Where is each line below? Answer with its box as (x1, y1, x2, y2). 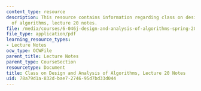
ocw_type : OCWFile (6, 48, 52, 54)
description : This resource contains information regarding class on (6, 14, 184, 20)
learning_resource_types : (6, 37, 71, 43)
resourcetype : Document (6, 64, 66, 71)
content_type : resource (6, 8, 66, 15)
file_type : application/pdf (6, 31, 77, 37)
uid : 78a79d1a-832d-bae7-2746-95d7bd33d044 (6, 75, 117, 81)
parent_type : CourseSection (6, 59, 77, 65)
